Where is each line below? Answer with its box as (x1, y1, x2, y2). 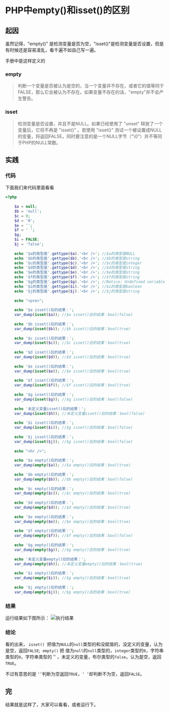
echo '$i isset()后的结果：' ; (14, 420, 74, 425)
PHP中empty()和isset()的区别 (5, 5, 130, 16)
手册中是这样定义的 (5, 58, 46, 64)
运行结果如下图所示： (5, 615, 50, 621)
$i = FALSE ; (14, 237, 39, 242)
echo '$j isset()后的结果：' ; (14, 434, 74, 439)
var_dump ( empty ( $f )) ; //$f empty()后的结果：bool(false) (14, 533, 133, 539)
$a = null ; (14, 204, 37, 209)
